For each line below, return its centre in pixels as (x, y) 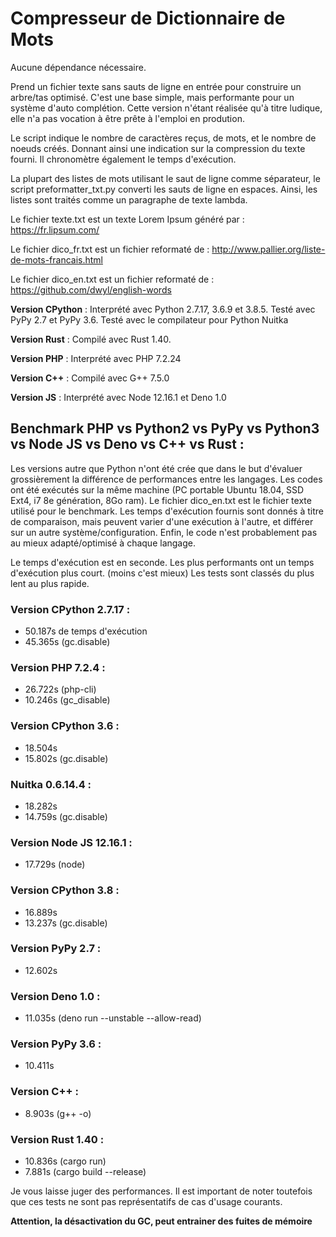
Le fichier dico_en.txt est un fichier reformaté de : (112, 279)
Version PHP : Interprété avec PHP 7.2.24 (96, 358)
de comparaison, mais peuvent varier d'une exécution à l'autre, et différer (162, 521)
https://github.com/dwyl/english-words (91, 289)
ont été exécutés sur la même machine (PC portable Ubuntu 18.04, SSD (157, 489)
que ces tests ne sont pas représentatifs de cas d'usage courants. (146, 1202)
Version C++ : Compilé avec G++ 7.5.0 (90, 378)
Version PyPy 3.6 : (56, 1044)
